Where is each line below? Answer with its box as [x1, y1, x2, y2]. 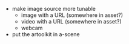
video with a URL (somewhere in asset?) [21, 18, 122, 25]
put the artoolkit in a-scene [12, 31, 80, 38]
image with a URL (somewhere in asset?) [21, 11, 123, 19]
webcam [21, 24, 43, 31]
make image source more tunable [12, 5, 96, 12]
